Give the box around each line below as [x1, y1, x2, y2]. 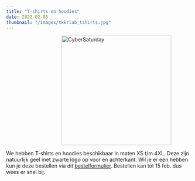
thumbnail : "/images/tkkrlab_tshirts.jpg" [6, 19, 111, 25]
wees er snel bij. [6, 169, 46, 176]
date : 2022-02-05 [6, 14, 49, 20]
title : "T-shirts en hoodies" [6, 8, 80, 15]
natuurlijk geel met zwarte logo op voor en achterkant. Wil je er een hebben [6, 156, 189, 163]
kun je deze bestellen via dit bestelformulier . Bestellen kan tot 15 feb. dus [6, 162, 182, 169]
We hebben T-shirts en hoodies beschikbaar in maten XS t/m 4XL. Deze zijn [6, 150, 189, 157]
